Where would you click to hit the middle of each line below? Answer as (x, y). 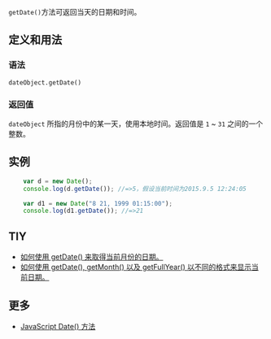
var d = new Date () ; (58, 181)
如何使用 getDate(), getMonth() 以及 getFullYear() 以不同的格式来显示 (136, 267)
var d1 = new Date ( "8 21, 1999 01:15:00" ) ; (98, 203)
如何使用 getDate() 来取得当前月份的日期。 (92, 257)
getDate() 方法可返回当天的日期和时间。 (75, 12)
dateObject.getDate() (45, 83)
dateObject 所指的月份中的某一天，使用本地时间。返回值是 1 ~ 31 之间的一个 (136, 124)
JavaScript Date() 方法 (58, 326)
